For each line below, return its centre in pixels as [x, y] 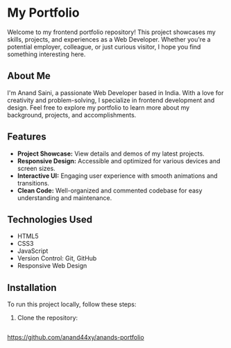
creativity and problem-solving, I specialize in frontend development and [111, 100]
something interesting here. [46, 54]
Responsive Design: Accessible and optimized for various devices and [119, 160]
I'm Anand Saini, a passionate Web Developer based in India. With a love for [115, 92]
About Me [29, 76]
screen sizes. [36, 168]
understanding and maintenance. [65, 198]
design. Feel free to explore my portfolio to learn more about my [99, 107]
